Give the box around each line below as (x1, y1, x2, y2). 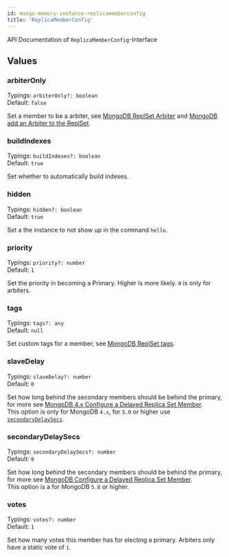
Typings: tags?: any (7, 319, 64, 327)
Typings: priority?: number (7, 259, 86, 267)
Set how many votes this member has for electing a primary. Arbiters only (7, 536, 215, 544)
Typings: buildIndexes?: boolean (7, 152, 101, 160)
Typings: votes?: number (7, 515, 77, 523)
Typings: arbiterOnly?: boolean (7, 91, 98, 99)
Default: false (7, 99, 47, 107)
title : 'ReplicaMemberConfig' (7, 16, 94, 23)
